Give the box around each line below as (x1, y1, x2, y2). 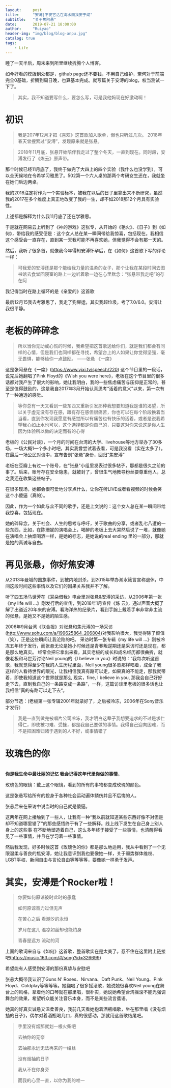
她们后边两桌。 (9, 179, 41, 185)
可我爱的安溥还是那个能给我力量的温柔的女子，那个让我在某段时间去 (17, 264, 161, 271)
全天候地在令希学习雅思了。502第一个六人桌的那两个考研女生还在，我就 (9, 172, 161, 179)
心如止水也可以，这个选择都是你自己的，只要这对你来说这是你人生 (26, 422, 165, 428)
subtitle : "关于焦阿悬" (5, 17, 56, 22)
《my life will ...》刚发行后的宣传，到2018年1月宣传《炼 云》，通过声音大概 (5, 600, 159, 606)
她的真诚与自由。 (9, 539, 46, 545)
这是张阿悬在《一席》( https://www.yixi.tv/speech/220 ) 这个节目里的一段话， (5, 366, 165, 372)
